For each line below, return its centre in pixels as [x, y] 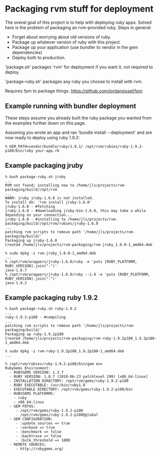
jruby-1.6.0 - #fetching [30, 206]
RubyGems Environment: [28, 368]
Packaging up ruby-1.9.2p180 [34, 334]
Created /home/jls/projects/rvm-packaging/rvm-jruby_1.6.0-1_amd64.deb [79, 244]
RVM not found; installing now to [40, 185]
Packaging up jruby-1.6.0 [31, 240]
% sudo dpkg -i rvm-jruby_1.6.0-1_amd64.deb [51, 253]
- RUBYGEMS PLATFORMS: [32, 394]
